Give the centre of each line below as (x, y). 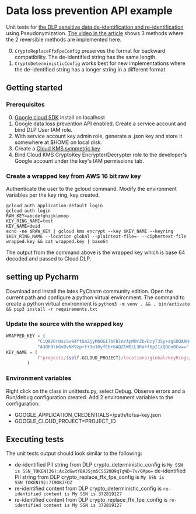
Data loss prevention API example (90, 11)
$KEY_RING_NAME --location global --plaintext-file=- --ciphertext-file (96, 236)
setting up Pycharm (43, 277)
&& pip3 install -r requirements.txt (52, 309)
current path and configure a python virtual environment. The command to (95, 297)
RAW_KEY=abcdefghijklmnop (37, 216)
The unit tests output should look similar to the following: (74, 453)
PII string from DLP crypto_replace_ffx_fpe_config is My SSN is (89, 477)
